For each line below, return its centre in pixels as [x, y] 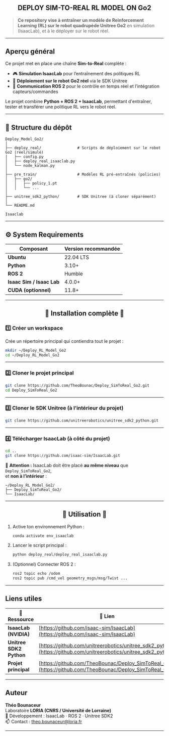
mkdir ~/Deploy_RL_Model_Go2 [36, 350]
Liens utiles [24, 599]
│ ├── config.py [24, 157]
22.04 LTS [77, 257]
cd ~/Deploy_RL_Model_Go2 [32, 355]
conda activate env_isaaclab [43, 536]
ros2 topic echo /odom [36, 574]
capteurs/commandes [35, 91]
